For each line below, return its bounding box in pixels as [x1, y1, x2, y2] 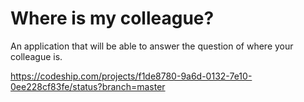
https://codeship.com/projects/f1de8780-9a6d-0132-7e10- [10, 70, 253, 82]
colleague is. [10, 50, 63, 62]
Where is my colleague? [10, 7, 215, 30]
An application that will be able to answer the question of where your [10, 40, 294, 52]
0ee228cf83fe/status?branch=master [10, 80, 166, 92]
